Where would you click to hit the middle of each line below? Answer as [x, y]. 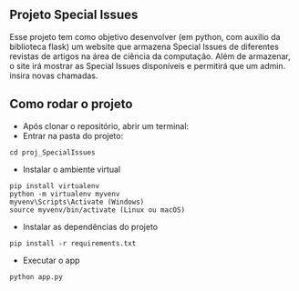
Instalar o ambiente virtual [72, 169]
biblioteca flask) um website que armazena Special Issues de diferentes [144, 46]
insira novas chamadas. [54, 75]
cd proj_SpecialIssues [52, 152]
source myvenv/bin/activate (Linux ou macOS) [97, 210]
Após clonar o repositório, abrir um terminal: [106, 125]
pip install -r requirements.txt [73, 243]
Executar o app [51, 260]
